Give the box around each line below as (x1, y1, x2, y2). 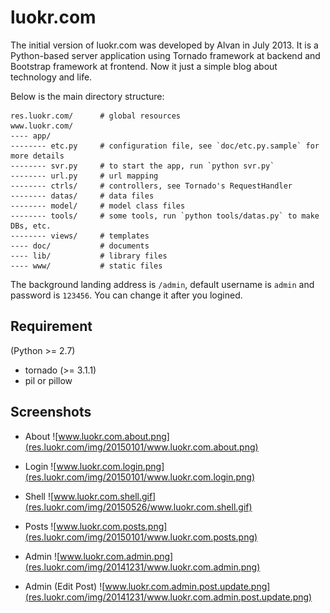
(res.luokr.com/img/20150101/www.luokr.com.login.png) (24, 471, 255, 483)
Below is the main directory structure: (10, 90, 165, 102)
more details (10, 151, 65, 161)
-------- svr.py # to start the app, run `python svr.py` (10, 161, 275, 171)
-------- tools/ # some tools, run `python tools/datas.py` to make (10, 211, 320, 221)
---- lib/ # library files (10, 251, 168, 261)
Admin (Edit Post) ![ (24, 580, 106, 592)
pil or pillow (24, 374, 73, 386)
